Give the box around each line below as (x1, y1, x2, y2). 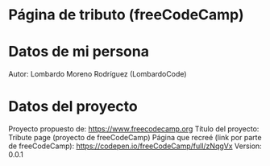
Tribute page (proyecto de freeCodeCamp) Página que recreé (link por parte (8, 133, 262, 143)
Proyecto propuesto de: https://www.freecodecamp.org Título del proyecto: (8, 124, 260, 134)
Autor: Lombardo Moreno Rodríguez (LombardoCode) (8, 69, 187, 79)
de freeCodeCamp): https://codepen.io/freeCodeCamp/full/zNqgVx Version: (8, 141, 262, 151)
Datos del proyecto (8, 98, 139, 116)
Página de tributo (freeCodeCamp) (8, 6, 244, 24)
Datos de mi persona (8, 43, 149, 61)
